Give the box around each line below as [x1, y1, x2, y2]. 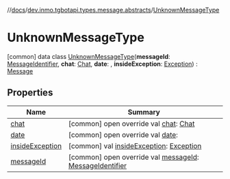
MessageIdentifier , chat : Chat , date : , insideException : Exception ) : [7, 60, 198, 68]
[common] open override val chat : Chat [68, 119, 195, 128]
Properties [7, 87, 53, 99]
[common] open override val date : [68, 130, 178, 139]
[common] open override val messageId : [68, 152, 200, 162]
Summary [127, 107, 161, 117]
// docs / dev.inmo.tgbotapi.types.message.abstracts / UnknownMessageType [7, 6, 220, 14]
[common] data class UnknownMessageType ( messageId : [7, 52, 170, 60]
